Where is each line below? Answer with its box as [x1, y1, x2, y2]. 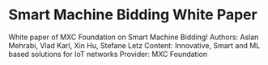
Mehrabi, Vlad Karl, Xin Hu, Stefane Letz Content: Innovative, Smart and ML [8, 40, 261, 50]
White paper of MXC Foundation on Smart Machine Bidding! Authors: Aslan [8, 32, 259, 42]
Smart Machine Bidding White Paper [8, 6, 257, 24]
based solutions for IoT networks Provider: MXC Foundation [8, 49, 208, 59]
